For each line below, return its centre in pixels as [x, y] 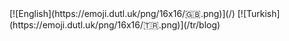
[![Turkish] [259, 13]
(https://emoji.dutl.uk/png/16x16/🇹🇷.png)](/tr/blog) [115, 25]
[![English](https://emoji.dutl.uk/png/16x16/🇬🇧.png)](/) [122, 13]
